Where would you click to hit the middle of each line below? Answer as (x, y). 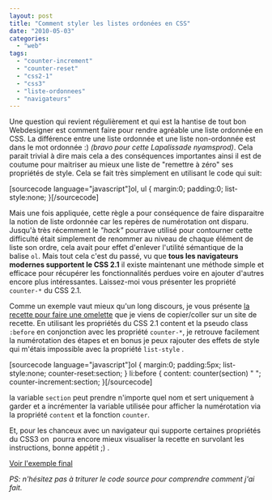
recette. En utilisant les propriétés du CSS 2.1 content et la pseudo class (129, 324)
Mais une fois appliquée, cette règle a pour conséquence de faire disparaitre (137, 213)
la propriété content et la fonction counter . (80, 415)
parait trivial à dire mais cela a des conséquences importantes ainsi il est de (135, 156)
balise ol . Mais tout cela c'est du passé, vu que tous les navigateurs (124, 256)
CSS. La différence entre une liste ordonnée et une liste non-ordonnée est (132, 139)
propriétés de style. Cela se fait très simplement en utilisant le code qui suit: (136, 173)
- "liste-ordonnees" (51, 91)
